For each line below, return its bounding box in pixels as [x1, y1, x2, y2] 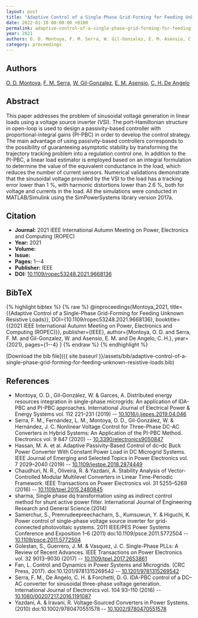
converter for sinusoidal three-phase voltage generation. [23, 580, 161, 587]
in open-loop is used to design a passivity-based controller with [6, 125, 161, 132]
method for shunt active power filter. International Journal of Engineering [14, 498, 192, 506]
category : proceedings [6, 42, 62, 48]
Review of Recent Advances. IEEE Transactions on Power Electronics [14, 548, 183, 556]
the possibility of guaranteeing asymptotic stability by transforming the [6, 143, 178, 151]
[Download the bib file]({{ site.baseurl [6, 352, 98, 360]
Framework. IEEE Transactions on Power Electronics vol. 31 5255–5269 [14, 480, 187, 487]
